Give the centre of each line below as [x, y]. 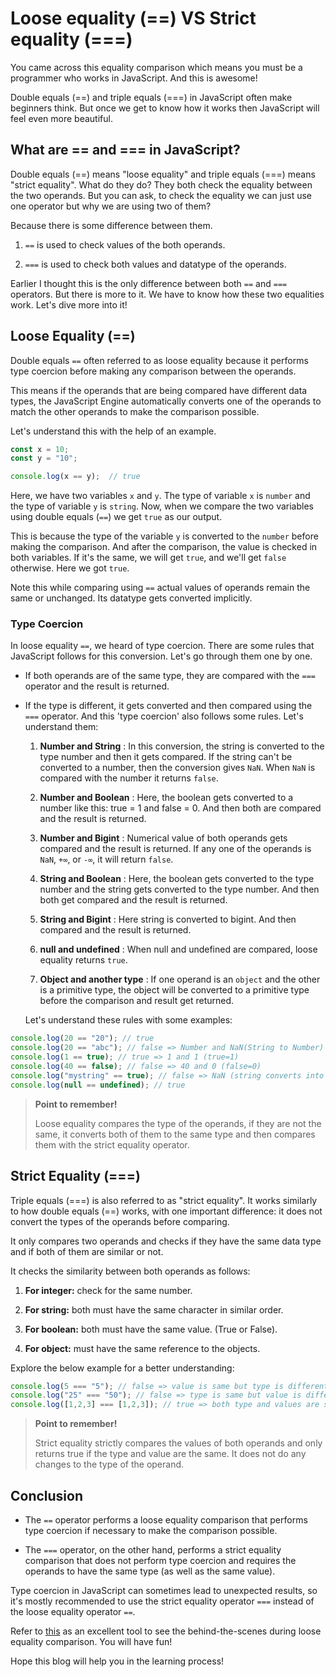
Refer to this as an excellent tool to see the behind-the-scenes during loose [166, 1631]
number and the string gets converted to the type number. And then [179, 889]
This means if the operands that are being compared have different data [159, 390]
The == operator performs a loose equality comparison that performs [166, 1519]
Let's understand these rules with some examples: [128, 1020]
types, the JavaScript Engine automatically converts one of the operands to [166, 401]
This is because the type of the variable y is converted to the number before [164, 536]
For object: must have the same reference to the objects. [142, 1348]
